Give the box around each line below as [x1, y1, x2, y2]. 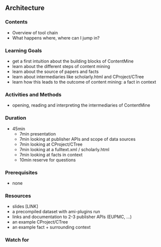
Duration [5, 114, 26, 121]
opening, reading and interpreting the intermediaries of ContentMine [12, 102, 150, 108]
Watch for [5, 237, 29, 244]
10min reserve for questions [19, 157, 76, 163]
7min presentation [19, 131, 56, 136]
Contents [5, 19, 28, 25]
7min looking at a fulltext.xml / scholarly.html [19, 146, 110, 152]
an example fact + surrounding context [12, 225, 91, 230]
